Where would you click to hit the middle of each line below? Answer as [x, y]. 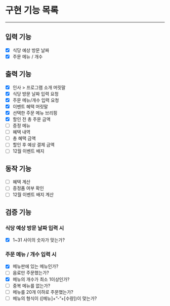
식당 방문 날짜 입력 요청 [36, 94]
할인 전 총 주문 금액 [31, 119]
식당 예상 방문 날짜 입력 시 [35, 228]
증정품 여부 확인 [28, 188]
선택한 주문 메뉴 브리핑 [35, 113]
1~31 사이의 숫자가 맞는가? [38, 240]
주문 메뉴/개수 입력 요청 [36, 100]
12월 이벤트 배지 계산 [33, 195]
